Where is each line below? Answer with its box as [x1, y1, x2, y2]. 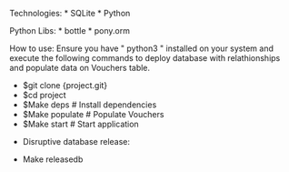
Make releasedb [22, 154, 84, 165]
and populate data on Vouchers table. [9, 63, 151, 73]
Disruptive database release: [22, 137, 130, 147]
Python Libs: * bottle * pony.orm [9, 25, 130, 35]
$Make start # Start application [22, 118, 139, 129]
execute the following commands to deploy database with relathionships [9, 53, 281, 63]
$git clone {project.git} [22, 80, 108, 90]
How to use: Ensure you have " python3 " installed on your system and [9, 43, 274, 54]
